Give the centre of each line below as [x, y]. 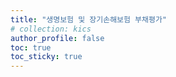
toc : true [31, 47]
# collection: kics [51, 29]
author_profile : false [57, 38]
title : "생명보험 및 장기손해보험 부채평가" [89, 19]
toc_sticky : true [46, 57]
